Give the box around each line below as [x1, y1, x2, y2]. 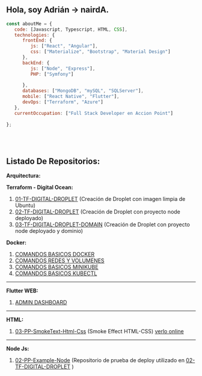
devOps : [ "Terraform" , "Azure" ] [22, 99, 103, 105]
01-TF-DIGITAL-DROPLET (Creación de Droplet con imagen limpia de [14, 196, 186, 203]
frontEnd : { [22, 37, 52, 44]
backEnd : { [22, 60, 50, 66]
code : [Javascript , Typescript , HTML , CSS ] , [14, 26, 128, 32]
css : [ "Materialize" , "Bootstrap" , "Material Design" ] [30, 49, 171, 55]
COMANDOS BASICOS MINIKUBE [14, 264, 99, 271]
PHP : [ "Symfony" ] [30, 71, 74, 77]
